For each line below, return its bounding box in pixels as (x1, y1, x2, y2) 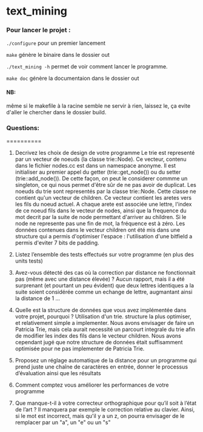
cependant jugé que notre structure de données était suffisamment (15, 338, 183, 345)
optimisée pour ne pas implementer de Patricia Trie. (15, 345, 145, 352)
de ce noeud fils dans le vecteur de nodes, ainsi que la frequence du (15, 207, 187, 214)
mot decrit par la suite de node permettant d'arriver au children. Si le (15, 213, 187, 220)
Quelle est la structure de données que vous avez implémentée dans (15, 306, 187, 313)
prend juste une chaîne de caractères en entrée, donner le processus (15, 363, 188, 370)
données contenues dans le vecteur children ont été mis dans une (15, 226, 181, 234)
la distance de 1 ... (15, 295, 61, 302)
